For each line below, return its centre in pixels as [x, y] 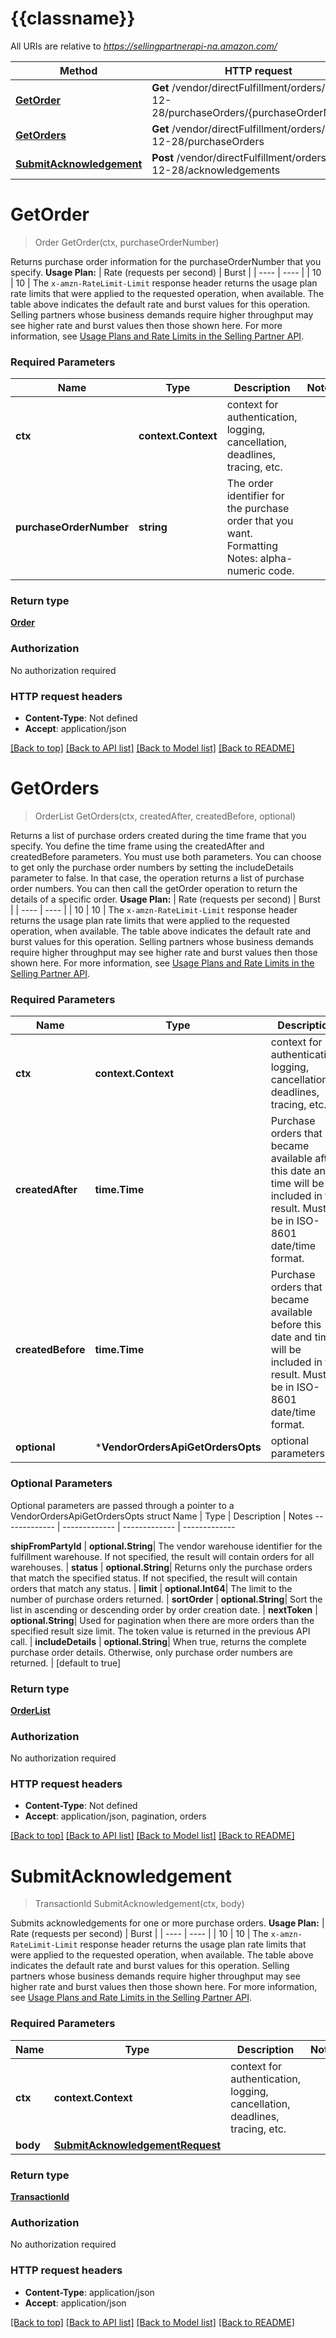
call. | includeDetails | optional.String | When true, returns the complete [158, 1641]
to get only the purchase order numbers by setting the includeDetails [152, 867]
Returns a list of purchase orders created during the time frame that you [158, 835]
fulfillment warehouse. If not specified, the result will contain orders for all [162, 1556]
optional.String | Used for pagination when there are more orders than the [162, 1620]
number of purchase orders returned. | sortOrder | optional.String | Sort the [166, 1599]
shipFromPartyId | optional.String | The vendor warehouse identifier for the [166, 1546]
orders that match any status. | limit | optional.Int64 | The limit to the [151, 1588]
